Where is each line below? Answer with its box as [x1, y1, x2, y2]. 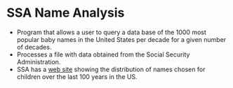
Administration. [16, 57, 61, 66]
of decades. [16, 43, 52, 51]
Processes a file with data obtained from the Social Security [16, 50, 190, 59]
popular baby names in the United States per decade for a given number [16, 35, 227, 43]
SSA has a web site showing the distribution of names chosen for [16, 65, 206, 73]
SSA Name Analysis [6, 5, 125, 21]
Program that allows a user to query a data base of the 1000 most [16, 28, 206, 36]
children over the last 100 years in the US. [16, 72, 138, 81]
